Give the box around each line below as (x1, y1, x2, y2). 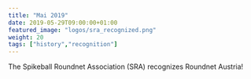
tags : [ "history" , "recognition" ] (8, 41, 118, 48)
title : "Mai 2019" (8, 11, 68, 20)
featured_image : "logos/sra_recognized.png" (8, 26, 157, 34)
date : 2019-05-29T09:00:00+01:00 (8, 19, 118, 27)
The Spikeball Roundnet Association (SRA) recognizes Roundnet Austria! (8, 62, 244, 71)
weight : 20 (8, 33, 44, 41)
